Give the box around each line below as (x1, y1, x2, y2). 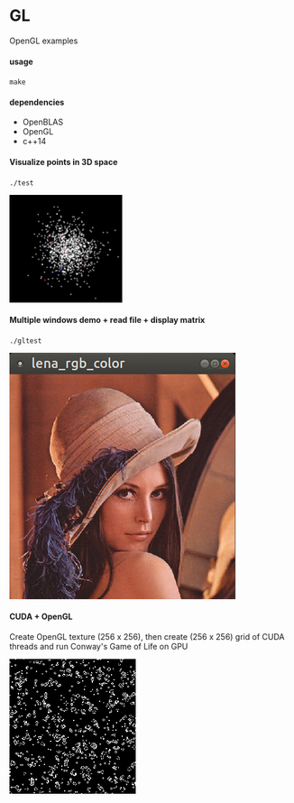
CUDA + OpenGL (9, 611, 73, 623)
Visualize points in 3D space (9, 156, 118, 167)
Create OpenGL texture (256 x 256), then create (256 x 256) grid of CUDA (9, 631, 285, 641)
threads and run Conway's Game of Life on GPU (9, 641, 188, 651)
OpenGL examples (9, 35, 78, 46)
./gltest (9, 336, 42, 346)
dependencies (9, 97, 65, 107)
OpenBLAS (22, 116, 64, 127)
